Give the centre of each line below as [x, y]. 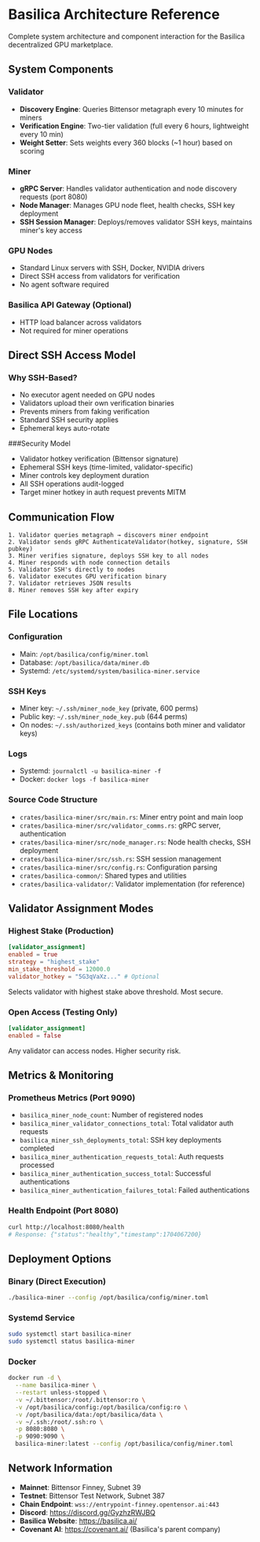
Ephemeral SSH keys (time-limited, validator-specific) [106, 467]
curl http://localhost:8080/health [66, 1227]
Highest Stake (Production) [61, 931]
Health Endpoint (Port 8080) [64, 1210]
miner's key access [51, 230]
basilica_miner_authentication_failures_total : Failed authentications [134, 1190]
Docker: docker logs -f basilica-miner [84, 779]
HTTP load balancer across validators [81, 322]
